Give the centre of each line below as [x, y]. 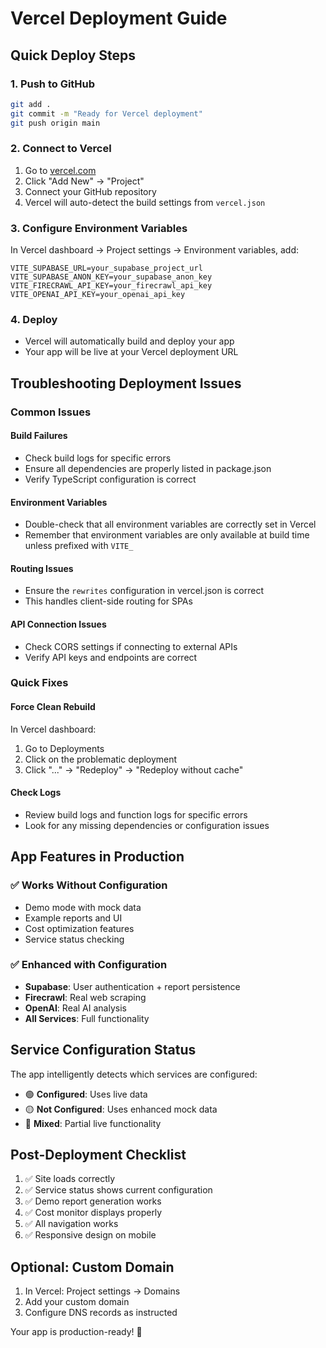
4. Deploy [34, 320]
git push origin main [55, 123]
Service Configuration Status [103, 1050]
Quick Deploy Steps [73, 55]
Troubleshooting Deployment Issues [126, 383]
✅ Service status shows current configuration [118, 1190]
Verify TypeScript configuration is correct [110, 479]
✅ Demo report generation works [93, 1201]
